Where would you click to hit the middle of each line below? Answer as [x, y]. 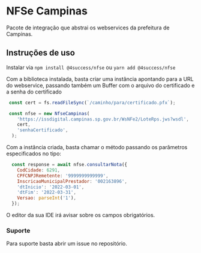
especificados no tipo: [34, 153]
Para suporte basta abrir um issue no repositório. [67, 243]
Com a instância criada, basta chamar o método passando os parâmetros [97, 147]
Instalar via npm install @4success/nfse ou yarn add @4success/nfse [91, 67]
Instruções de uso [40, 53]
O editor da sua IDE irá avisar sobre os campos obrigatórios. [81, 215]
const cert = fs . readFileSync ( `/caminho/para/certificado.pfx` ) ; [92, 103]
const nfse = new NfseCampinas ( [49, 113]
